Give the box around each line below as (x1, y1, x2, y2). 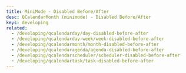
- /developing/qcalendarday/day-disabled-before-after (11, 31, 149, 36)
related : (6, 25, 28, 31)
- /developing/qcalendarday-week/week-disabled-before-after (11, 36, 165, 42)
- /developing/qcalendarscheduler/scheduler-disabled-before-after (11, 52, 181, 58)
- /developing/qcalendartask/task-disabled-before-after (11, 58, 154, 64)
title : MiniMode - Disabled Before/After (6, 8, 109, 15)
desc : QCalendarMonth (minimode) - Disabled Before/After (6, 14, 151, 20)
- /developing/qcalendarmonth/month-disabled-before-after (11, 42, 160, 48)
